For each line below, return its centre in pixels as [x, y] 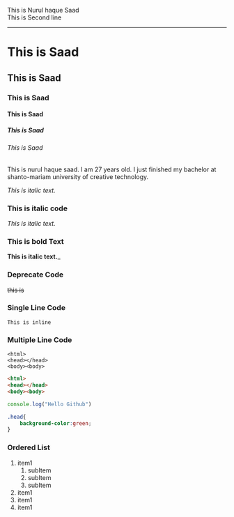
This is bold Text [36, 241]
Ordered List [29, 447]
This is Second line [34, 17]
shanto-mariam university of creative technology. [78, 176]
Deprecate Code [36, 275]
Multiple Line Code [40, 339]
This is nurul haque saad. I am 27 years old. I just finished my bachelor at [112, 169]
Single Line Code [37, 308]
